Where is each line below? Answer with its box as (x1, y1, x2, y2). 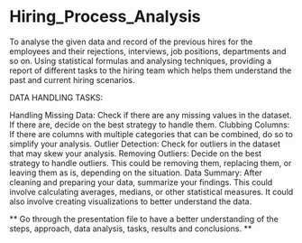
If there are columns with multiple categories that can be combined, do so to (9, 128, 293, 139)
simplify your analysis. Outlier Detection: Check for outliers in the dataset (9, 138, 281, 149)
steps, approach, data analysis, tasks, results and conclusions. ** (9, 223, 252, 234)
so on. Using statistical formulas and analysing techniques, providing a (9, 55, 272, 66)
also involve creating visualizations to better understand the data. (9, 196, 252, 207)
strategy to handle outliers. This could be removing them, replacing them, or (9, 157, 292, 168)
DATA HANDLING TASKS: (9, 92, 104, 103)
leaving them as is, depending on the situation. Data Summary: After (9, 167, 263, 178)
